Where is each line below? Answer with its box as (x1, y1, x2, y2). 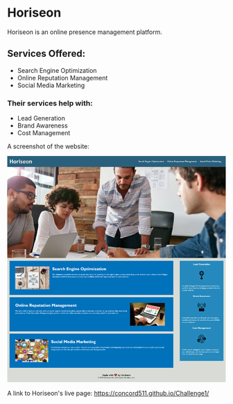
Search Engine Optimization (17, 66, 97, 74)
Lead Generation (17, 114, 66, 123)
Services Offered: (7, 48, 85, 60)
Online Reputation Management (17, 73, 108, 82)
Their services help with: (7, 98, 93, 108)
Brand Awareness (17, 121, 68, 130)
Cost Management (17, 129, 71, 137)
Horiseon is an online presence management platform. (7, 28, 163, 36)
